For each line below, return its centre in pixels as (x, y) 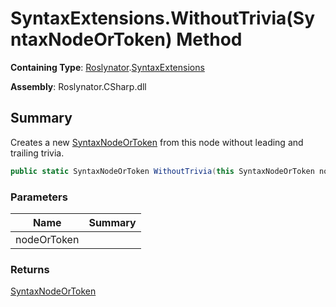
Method (209, 39)
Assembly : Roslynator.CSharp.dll (78, 86)
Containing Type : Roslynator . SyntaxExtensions (107, 67)
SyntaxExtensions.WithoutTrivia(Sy (163, 18)
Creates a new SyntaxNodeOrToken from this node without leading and (157, 142)
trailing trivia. (37, 153)
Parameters (39, 197)
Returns (30, 269)
